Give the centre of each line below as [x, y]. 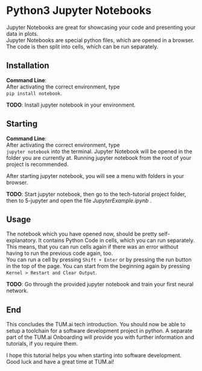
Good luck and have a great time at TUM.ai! [60, 362]
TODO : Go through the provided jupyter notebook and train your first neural [100, 284]
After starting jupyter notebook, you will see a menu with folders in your [95, 176]
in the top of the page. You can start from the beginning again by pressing [98, 266]
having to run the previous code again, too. [60, 253]
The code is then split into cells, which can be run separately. [82, 47]
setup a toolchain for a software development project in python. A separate [99, 331]
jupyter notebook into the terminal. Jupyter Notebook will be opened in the [99, 151]
